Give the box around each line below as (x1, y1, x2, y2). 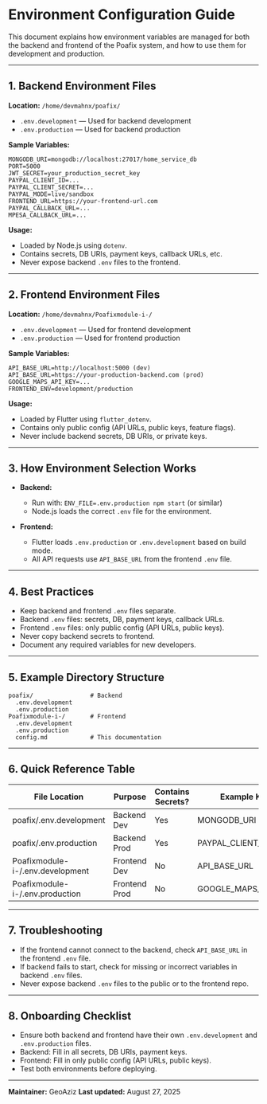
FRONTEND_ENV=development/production (8, 385, 133, 393)
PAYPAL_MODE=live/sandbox (8, 190, 94, 198)
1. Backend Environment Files (8, 80, 157, 93)
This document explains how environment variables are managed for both (8, 32, 250, 41)
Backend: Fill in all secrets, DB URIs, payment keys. (19, 1047, 188, 1057)
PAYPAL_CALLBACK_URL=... (8, 204, 91, 212)
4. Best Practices (8, 585, 95, 598)
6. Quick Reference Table (8, 762, 135, 776)
